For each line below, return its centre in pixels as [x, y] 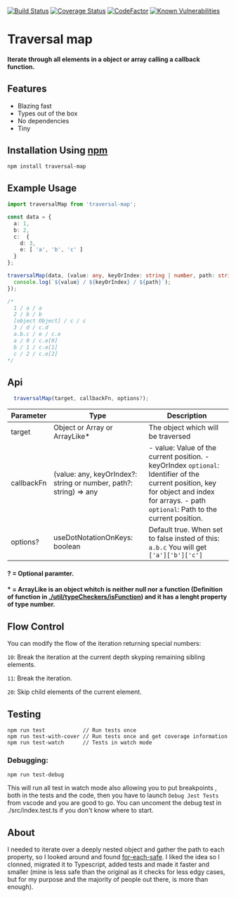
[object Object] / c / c [50, 321]
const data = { [29, 217]
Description [187, 416]
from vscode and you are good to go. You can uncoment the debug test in [114, 803]
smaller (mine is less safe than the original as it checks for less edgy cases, [116, 872]
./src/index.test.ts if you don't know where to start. [80, 811]
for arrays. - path [177, 501]
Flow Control [36, 626]
